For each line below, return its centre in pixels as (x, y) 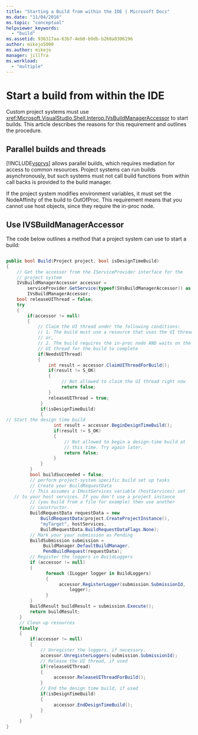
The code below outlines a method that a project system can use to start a (96, 239)
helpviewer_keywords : (33, 28)
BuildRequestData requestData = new (75, 513)
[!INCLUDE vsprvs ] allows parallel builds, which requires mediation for (90, 163)
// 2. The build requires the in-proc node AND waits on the (114, 343)
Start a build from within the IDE (85, 95)
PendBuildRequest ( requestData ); (83, 552)
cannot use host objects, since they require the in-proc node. (80, 206)
